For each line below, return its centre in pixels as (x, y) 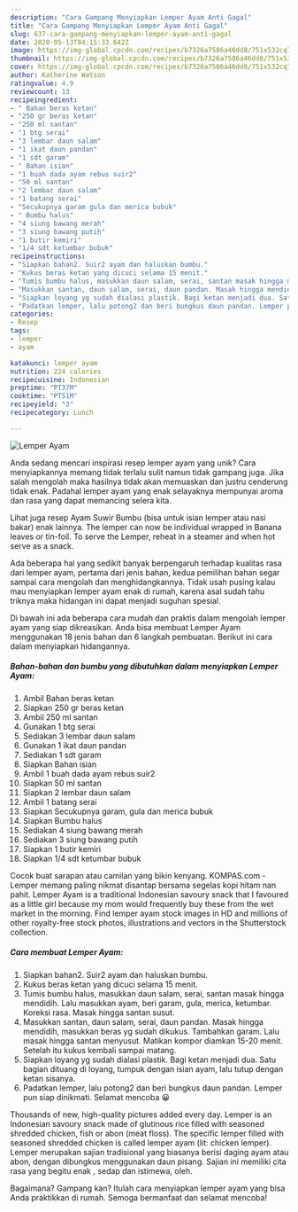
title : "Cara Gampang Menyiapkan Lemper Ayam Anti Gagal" (119, 26)
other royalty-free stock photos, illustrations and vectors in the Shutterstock (148, 922)
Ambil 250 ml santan (60, 717)
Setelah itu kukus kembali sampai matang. (99, 1050)
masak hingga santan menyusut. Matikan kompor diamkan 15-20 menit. (153, 1040)
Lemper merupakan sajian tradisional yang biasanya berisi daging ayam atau (149, 1152)
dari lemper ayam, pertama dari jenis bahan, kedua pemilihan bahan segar (145, 572)
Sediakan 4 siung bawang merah (83, 830)
